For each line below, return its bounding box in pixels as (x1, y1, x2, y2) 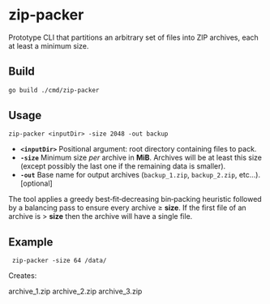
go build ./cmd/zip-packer (8, 86, 100, 94)
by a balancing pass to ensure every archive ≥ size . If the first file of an (8, 203, 246, 212)
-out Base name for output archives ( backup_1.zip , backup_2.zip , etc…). (19, 170, 261, 180)
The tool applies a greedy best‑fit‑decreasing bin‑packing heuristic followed (8, 195, 262, 204)
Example (8, 235, 54, 249)
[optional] (19, 178, 53, 188)
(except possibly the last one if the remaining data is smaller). (19, 161, 226, 171)
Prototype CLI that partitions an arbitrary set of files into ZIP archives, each (8, 32, 259, 42)
